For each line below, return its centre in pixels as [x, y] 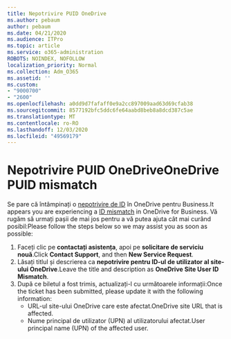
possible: [20, 234]
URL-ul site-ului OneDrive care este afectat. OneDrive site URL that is [125, 306]
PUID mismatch [52, 185]
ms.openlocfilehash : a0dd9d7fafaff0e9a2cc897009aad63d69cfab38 [100, 104]
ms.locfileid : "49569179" [44, 136]
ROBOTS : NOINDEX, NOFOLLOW [46, 59]
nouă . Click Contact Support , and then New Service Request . [105, 254]
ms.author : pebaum [34, 20]
